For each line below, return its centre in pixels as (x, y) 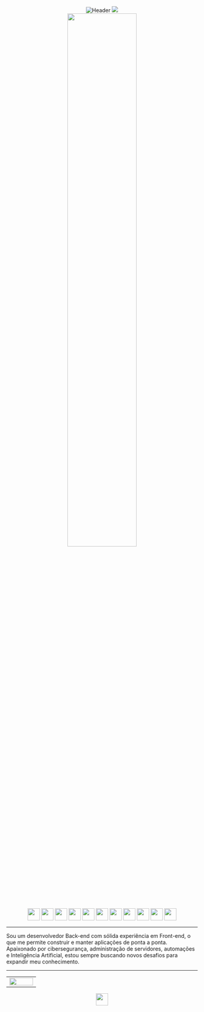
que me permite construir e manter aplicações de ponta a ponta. (87, 942)
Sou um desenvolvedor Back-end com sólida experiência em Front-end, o (99, 936)
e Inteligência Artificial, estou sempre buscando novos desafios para (92, 955)
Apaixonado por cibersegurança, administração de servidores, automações (101, 949)
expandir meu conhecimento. (43, 962)
